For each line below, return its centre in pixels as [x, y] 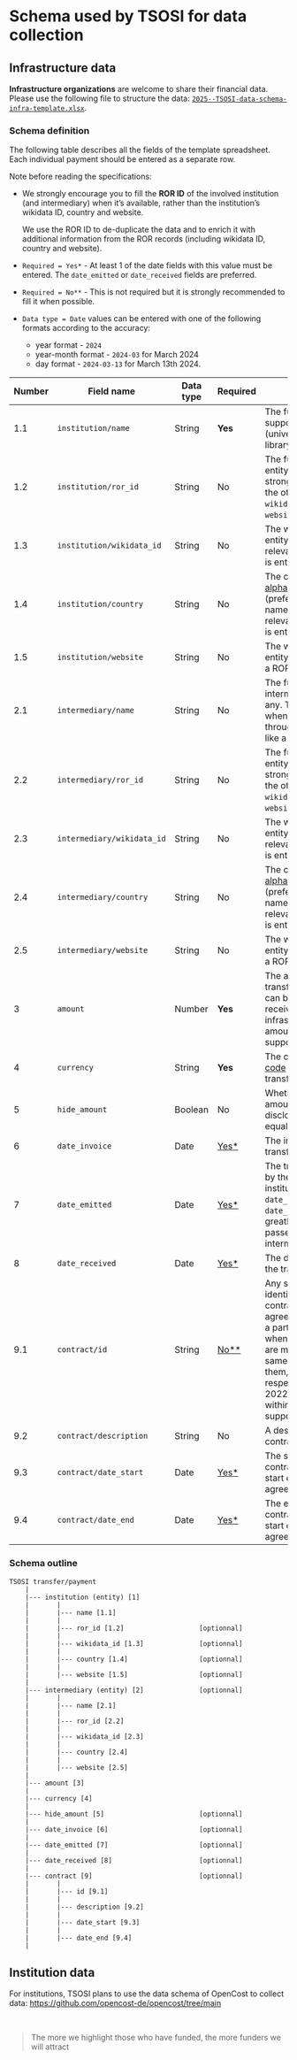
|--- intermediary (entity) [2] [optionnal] [134, 1690]
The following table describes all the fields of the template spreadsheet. [140, 150]
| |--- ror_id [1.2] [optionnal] [134, 1628]
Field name [111, 391]
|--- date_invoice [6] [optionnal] [134, 1829]
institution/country [100, 604]
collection [46, 35]
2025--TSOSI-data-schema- [239, 99]
